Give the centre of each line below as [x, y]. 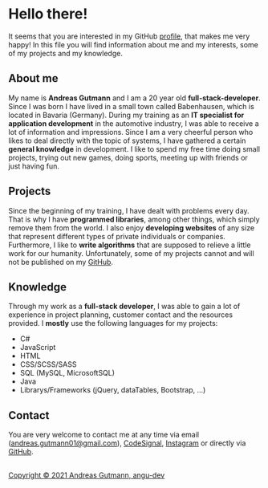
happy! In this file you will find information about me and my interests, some [133, 44]
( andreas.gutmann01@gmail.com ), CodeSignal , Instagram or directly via [127, 443]
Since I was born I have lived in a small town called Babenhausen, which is [131, 106]
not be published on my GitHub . [61, 262]
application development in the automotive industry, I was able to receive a [134, 123]
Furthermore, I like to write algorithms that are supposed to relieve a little [130, 245]
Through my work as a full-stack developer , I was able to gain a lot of [124, 307]
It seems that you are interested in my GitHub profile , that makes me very [129, 36]
